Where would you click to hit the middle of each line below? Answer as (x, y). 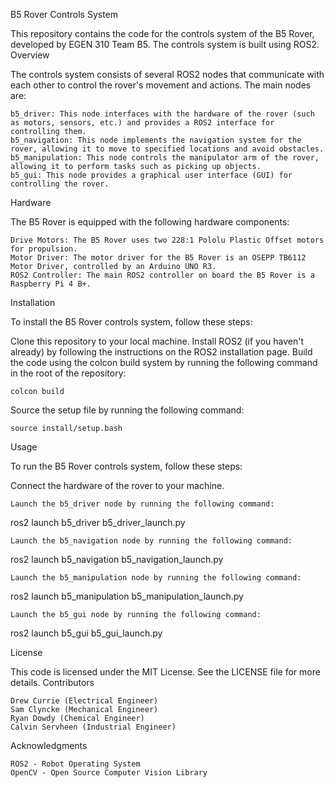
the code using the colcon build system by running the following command (164, 362)
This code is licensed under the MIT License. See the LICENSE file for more (165, 672)
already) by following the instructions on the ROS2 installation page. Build (161, 352)
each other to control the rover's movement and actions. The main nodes (161, 85)
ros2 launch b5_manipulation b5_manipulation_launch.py (127, 596)
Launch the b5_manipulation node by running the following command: (156, 578)
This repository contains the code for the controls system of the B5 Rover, (162, 33)
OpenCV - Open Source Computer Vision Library (109, 773)
